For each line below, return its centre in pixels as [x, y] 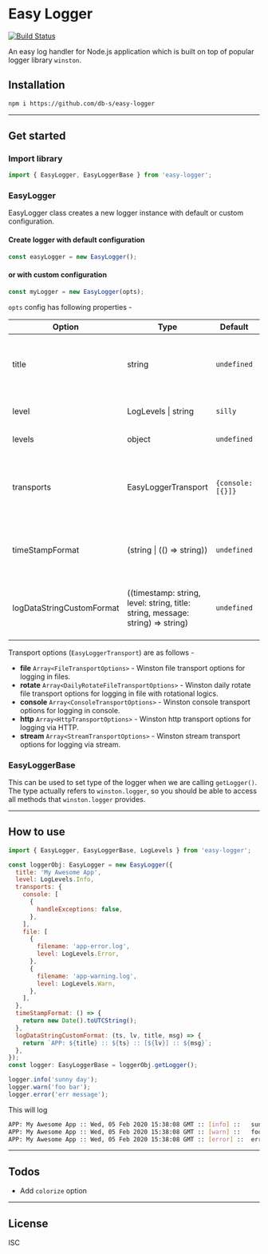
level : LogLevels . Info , [55, 879]
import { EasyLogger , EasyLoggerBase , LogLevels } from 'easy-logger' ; [130, 850]
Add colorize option [53, 1191]
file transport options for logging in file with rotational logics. [119, 693]
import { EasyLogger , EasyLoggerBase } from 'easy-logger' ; [110, 175]
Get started [37, 136]
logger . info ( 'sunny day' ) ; [53, 1080]
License [28, 1223]
